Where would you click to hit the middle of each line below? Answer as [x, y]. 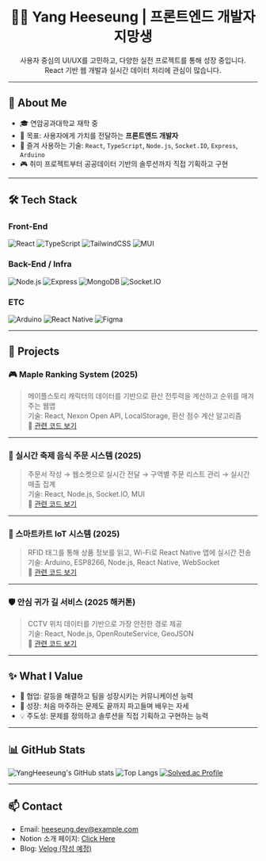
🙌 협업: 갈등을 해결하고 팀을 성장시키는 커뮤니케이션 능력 [106, 696]
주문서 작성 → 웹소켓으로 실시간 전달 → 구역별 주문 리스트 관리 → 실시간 [139, 474]
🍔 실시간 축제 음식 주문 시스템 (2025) [75, 455]
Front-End [28, 227]
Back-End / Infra [40, 265]
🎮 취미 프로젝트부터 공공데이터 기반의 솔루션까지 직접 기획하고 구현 [124, 163]
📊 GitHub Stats [47, 750]
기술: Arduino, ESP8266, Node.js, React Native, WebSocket [123, 562]
